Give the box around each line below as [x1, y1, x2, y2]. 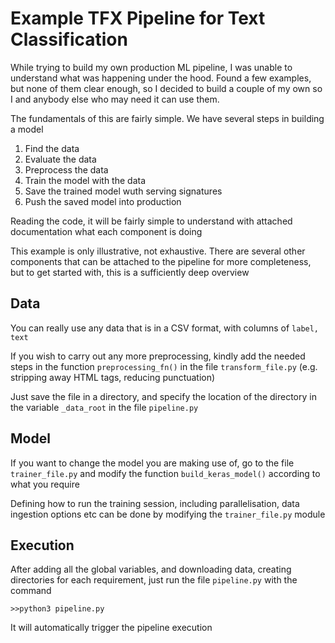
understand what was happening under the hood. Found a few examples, [10, 72, 312, 84]
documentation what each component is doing [10, 225, 203, 237]
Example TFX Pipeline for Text [10, 7, 266, 30]
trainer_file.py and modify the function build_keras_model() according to [10, 467, 321, 479]
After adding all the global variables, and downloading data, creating [10, 563, 292, 576]
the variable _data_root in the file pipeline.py [10, 401, 199, 413]
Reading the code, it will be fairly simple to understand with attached [10, 215, 293, 227]
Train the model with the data [24, 174, 146, 186]
